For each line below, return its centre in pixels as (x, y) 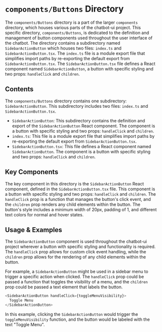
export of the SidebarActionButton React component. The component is (84, 126)
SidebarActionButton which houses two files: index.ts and (63, 48)
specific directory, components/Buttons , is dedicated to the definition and (77, 33)
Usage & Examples (34, 230)
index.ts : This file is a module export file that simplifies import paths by (83, 136)
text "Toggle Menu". (25, 324)
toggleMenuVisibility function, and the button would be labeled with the (77, 319)
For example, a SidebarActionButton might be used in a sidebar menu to (77, 272)
